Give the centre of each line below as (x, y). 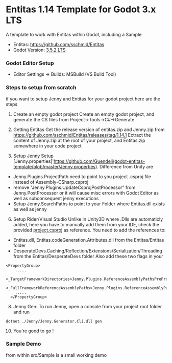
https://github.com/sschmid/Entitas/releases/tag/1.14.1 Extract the (82, 135)
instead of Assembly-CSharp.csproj (51, 182)
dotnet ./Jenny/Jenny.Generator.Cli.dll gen (54, 321)
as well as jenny (30, 209)
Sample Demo (23, 344)
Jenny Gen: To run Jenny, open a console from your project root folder (88, 306)
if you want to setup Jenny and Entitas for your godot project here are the (83, 99)
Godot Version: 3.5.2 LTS (39, 50)
